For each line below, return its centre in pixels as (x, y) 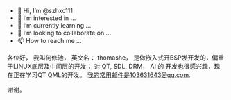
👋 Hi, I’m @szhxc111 (45, 11)
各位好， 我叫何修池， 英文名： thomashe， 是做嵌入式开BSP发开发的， (110, 58)
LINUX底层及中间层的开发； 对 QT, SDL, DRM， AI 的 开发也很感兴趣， (113, 66)
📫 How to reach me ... (49, 41)
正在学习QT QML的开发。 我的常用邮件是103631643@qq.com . (102, 75)
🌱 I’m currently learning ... (54, 25)
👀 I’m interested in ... (46, 18)
